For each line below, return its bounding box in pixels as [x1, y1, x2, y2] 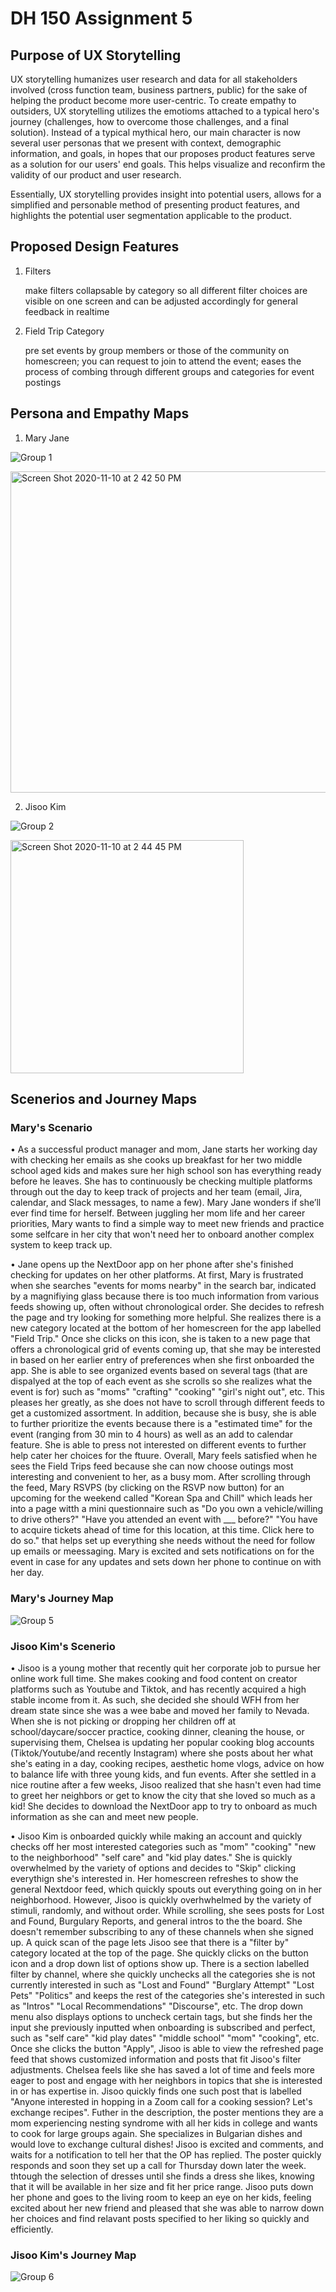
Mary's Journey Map [10, 1592, 114, 1606]
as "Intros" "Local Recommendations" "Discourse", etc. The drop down [10, 2000, 303, 2012]
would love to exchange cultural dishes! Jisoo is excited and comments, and [10, 2138, 324, 2150]
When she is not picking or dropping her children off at [10, 1715, 237, 1727]
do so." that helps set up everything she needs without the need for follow [10, 1535, 316, 1547]
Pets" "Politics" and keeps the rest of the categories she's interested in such [10, 1989, 326, 2001]
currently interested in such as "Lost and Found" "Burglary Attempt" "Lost [10, 1978, 315, 1991]
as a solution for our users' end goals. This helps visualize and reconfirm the [10, 158, 326, 170]
